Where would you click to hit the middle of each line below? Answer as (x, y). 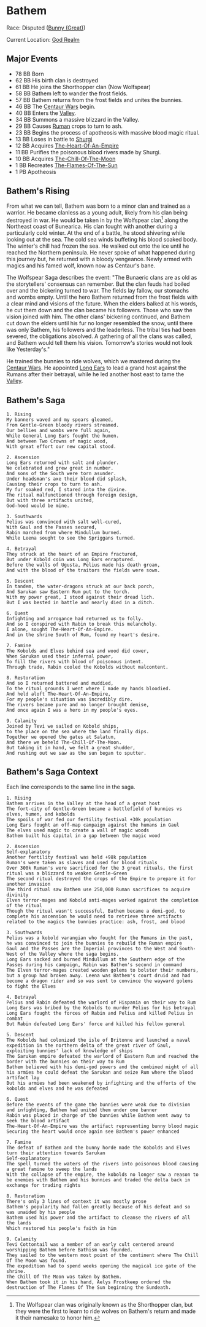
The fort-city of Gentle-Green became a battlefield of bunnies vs (94, 809)
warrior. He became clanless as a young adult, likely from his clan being (97, 212)
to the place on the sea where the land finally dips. (78, 732)
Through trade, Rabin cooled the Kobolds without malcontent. (87, 667)
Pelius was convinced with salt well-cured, (64, 522)
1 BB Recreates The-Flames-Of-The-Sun (66, 165)
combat (15, 1018)
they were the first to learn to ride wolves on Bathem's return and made (105, 1311)
